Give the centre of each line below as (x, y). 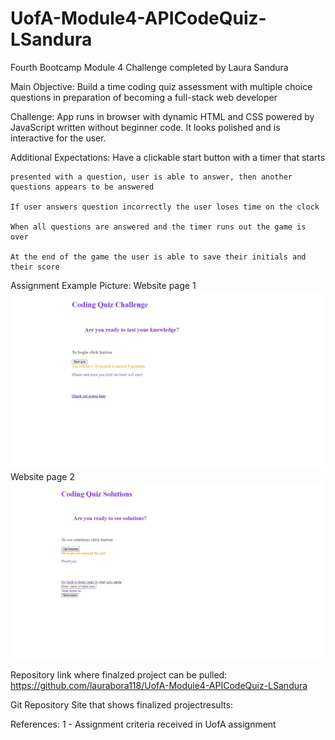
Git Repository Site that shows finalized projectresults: (122, 704)
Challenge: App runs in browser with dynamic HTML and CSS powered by (162, 116)
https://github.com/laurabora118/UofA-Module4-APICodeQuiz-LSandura (159, 685)
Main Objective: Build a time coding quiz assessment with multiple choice (161, 86)
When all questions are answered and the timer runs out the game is (158, 227)
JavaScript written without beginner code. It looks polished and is (145, 127)
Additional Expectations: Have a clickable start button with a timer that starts (168, 157)
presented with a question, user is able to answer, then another (151, 177)
